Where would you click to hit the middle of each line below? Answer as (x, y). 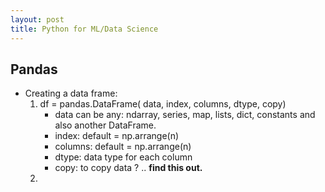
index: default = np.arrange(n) (117, 136)
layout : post (37, 19)
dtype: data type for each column (123, 157)
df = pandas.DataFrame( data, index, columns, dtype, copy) (163, 104)
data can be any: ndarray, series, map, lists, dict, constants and (185, 115)
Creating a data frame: (71, 93)
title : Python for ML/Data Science (84, 29)
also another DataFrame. (105, 125)
